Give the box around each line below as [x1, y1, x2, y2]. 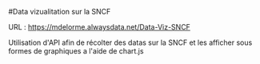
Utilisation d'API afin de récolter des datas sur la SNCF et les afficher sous [8, 38, 253, 47]
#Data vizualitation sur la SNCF [8, 7, 111, 16]
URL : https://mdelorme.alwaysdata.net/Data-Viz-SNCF [8, 22, 190, 31]
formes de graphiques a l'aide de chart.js [8, 46, 144, 55]
